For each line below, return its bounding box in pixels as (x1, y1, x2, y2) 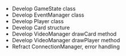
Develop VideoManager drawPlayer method (11, 37, 120, 43)
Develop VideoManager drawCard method (11, 30, 117, 38)
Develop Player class (11, 18, 64, 24)
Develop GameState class (11, 5, 76, 12)
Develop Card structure (11, 24, 70, 31)
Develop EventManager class (11, 11, 85, 18)
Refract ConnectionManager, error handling (11, 43, 120, 50)
